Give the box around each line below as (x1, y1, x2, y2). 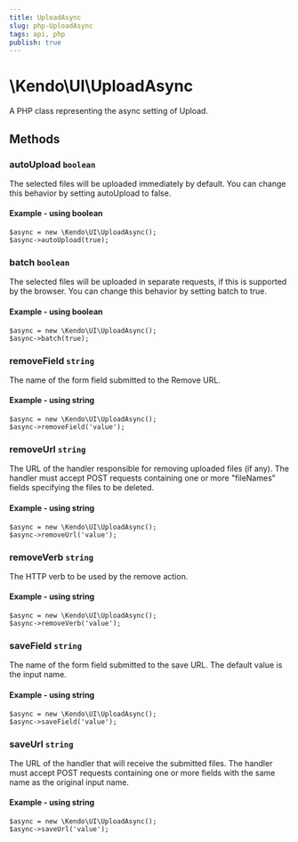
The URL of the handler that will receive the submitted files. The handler (9, 757, 273, 768)
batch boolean (9, 256, 70, 268)
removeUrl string (9, 443, 86, 455)
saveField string (9, 640, 83, 652)
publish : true (9, 37, 62, 47)
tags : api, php (9, 29, 66, 38)
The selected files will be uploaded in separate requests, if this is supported (9, 277, 287, 287)
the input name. (9, 669, 67, 680)
